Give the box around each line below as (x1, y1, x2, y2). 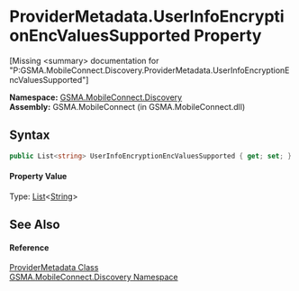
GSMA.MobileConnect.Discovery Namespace (9, 272, 178, 283)
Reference (9, 241, 50, 253)
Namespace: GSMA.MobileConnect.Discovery (9, 92, 183, 103)
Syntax (9, 128, 50, 143)
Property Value (9, 171, 68, 182)
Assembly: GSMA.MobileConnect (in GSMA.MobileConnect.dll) (9, 101, 246, 112)
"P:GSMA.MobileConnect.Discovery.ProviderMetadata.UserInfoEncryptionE (9, 65, 290, 76)
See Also (9, 217, 60, 232)
